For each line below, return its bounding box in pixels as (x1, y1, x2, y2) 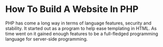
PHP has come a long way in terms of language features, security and (5, 20, 151, 26)
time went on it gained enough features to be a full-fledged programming (5, 30, 158, 36)
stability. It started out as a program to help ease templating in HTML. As (5, 25, 157, 31)
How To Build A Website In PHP (5, 3, 139, 15)
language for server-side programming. (5, 36, 88, 42)
